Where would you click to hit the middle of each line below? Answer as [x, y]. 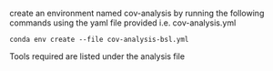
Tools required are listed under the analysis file [97, 56]
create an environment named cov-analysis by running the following [137, 13]
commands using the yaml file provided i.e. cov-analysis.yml [123, 23]
